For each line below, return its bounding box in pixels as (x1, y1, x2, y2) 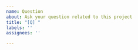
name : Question (6, 8, 43, 15)
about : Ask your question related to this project (6, 14, 133, 20)
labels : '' (6, 24, 33, 31)
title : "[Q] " (6, 19, 41, 25)
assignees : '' (6, 30, 41, 36)
